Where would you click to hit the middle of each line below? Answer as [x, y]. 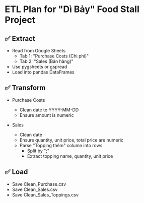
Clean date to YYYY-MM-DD [49, 110]
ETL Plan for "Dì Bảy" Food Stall [72, 9]
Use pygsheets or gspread [40, 67]
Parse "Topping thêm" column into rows [61, 145]
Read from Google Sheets [39, 51]
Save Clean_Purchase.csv [39, 184]
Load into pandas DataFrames [43, 72]
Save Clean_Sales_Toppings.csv [45, 194]
